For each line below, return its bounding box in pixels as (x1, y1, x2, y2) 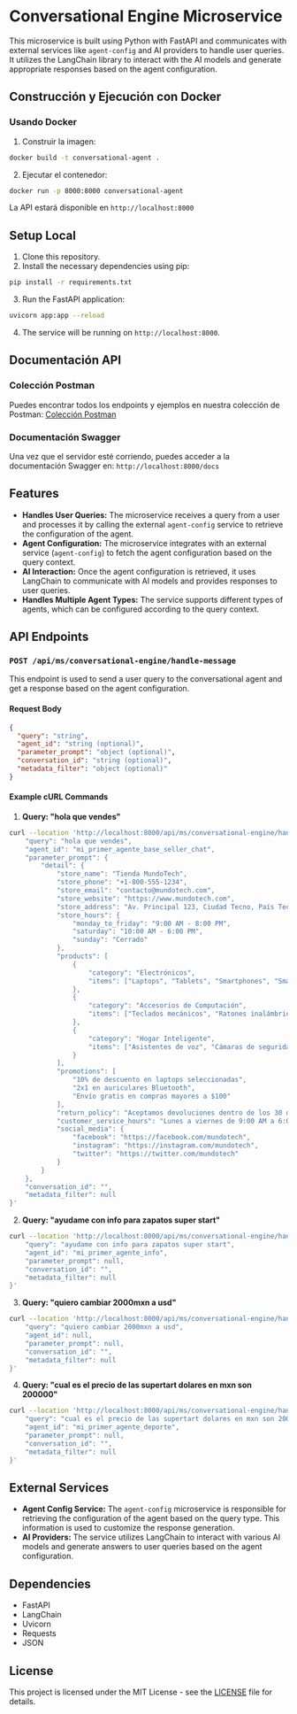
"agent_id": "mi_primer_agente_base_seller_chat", (25, 845, 216, 853)
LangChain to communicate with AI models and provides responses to (21, 575, 278, 586)
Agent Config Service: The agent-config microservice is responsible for (21, 1503, 286, 1515)
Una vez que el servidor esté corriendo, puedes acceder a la (9, 451, 230, 461)
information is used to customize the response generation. (21, 1523, 235, 1533)
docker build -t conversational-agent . (9, 153, 161, 162)
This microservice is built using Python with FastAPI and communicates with (9, 35, 287, 46)
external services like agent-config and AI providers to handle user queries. (9, 44, 285, 55)
